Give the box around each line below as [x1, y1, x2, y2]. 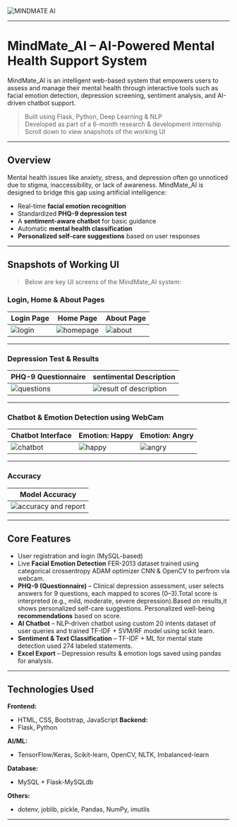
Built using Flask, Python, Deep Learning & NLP [24, 112, 162, 121]
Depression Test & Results [7, 353, 99, 363]
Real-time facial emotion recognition [17, 202, 126, 210]
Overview [7, 154, 51, 166]
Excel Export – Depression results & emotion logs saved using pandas [17, 649, 221, 657]
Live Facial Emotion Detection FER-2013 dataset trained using [17, 559, 200, 568]
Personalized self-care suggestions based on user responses [17, 231, 200, 240]
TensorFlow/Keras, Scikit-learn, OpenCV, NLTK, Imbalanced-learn [17, 751, 209, 759]
